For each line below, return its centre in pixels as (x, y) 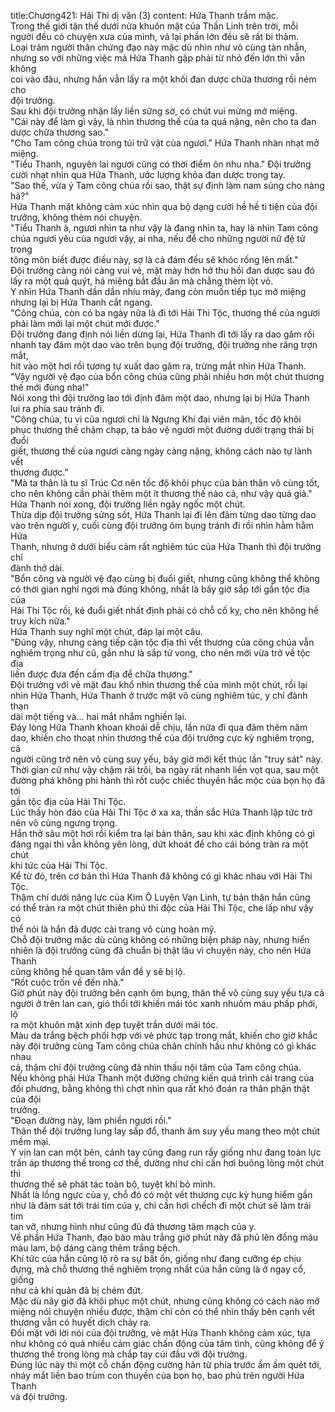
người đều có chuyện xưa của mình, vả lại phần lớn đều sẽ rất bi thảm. (154, 36)
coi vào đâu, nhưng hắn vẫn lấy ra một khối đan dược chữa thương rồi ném (163, 79)
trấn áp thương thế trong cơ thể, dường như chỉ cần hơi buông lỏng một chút (167, 1163)
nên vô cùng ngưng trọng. (64, 823)
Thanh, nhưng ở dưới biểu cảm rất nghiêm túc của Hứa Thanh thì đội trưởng (166, 546)
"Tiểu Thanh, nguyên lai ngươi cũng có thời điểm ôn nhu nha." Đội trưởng (161, 164)
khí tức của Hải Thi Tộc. (59, 865)
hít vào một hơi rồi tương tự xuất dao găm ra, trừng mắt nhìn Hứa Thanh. (158, 366)
